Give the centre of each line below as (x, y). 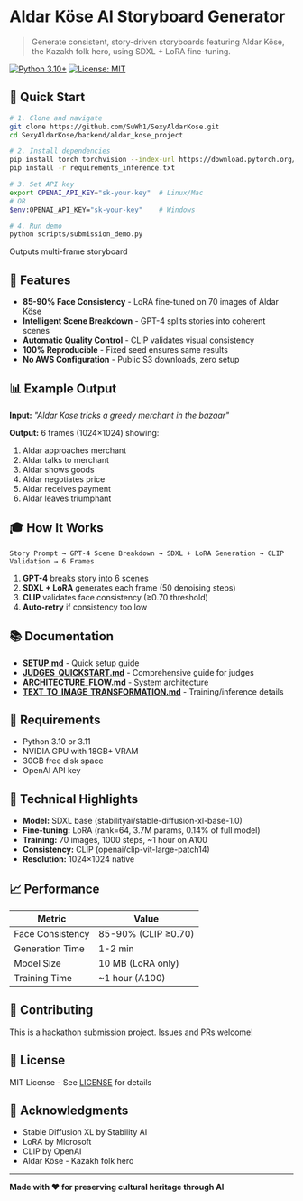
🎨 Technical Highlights (73, 799)
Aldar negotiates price (64, 479)
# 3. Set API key (42, 184)
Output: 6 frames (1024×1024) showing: (84, 432)
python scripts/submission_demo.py (76, 234)
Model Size (37, 963)
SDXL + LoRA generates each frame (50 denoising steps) (129, 587)
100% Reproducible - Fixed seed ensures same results (125, 350)
